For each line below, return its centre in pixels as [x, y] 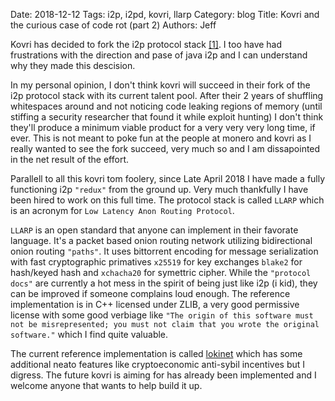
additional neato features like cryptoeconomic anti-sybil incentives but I [158, 364]
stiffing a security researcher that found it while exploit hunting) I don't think [167, 117]
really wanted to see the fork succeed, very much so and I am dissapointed [165, 148]
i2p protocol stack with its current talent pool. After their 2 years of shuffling [167, 95]
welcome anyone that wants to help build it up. [106, 385]
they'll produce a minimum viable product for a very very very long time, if [163, 127]
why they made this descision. [73, 65]
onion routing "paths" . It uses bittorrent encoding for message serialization [164, 251]
